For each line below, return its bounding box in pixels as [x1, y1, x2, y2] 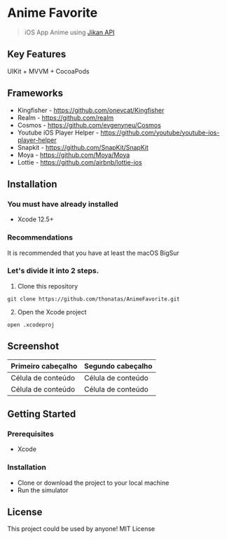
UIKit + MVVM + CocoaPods [7, 67, 90, 75]
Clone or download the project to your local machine [17, 478, 170, 487]
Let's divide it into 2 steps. [7, 266, 99, 276]
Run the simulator [17, 485, 69, 494]
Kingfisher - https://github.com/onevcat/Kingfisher [17, 106, 165, 114]
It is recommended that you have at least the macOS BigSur [7, 249, 180, 257]
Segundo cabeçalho [83, 361, 153, 371]
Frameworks [7, 88, 64, 99]
